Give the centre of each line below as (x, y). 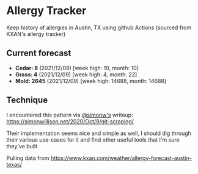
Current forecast (39, 53)
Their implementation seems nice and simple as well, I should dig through (99, 133)
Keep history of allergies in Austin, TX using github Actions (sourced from (99, 27)
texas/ (14, 164)
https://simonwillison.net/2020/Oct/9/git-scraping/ (70, 121)
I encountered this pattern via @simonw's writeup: (70, 115)
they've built (22, 146)
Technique (27, 100)
